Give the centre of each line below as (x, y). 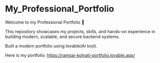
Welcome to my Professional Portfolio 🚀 (45, 22)
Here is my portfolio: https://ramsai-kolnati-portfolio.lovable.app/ (70, 55)
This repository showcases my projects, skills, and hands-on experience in (80, 31)
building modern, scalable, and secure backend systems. (62, 37)
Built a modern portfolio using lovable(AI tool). (51, 46)
